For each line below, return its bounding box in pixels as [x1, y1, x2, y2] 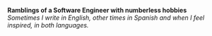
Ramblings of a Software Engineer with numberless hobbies [7, 6, 187, 14]
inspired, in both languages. [7, 21, 89, 29]
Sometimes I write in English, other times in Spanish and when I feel [7, 13, 205, 22]
